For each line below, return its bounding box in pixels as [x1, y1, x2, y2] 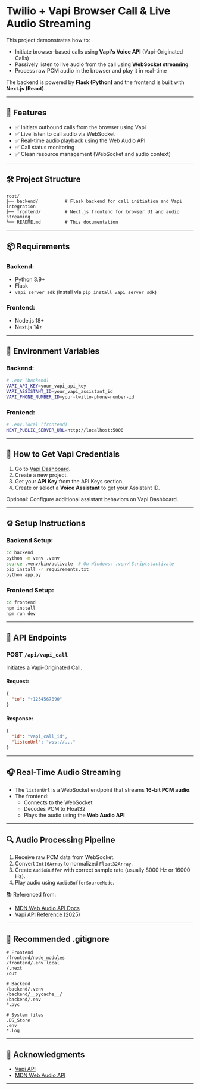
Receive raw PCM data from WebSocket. [14, 854, 115, 861]
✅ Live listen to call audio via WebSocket [14, 130, 115, 138]
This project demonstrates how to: [6, 36, 90, 43]
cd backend [6, 549, 33, 556]
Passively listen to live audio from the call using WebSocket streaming [14, 61, 189, 68]
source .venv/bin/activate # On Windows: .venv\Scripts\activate [6, 561, 174, 567]
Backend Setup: [6, 536, 54, 544]
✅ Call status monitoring [14, 143, 75, 151]
